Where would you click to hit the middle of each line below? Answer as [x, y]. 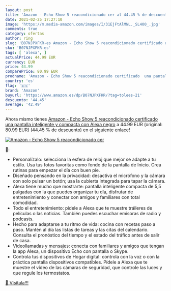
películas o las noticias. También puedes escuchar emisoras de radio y [87, 214]
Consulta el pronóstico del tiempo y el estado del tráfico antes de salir [86, 235]
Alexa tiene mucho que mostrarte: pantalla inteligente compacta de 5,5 [87, 187]
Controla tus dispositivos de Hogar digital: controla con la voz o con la [86, 257]
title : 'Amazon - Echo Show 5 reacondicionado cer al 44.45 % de [76, 15]
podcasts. [23, 219]
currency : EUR [20, 62]
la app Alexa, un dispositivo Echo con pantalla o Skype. [70, 251]
